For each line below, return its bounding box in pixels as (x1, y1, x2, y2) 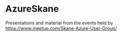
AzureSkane (5, 3, 59, 15)
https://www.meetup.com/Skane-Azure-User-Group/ (5, 25, 117, 31)
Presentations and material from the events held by (5, 20, 113, 26)
